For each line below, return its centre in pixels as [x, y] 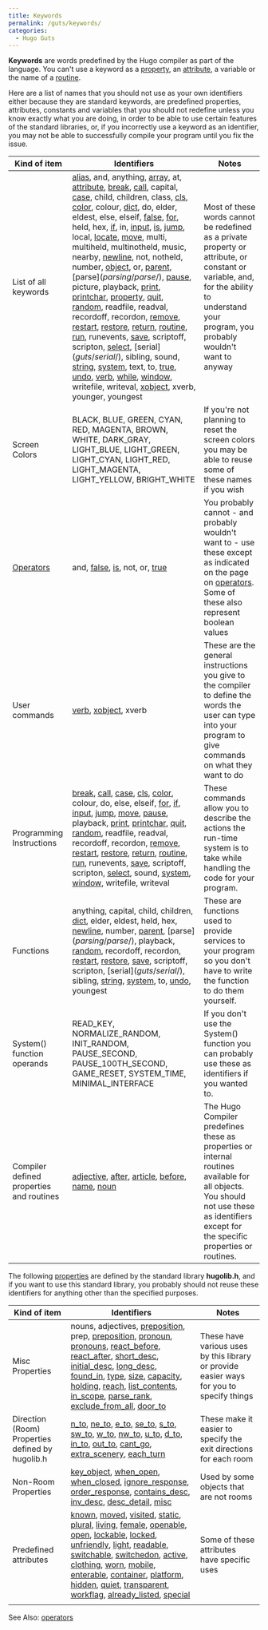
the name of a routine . [45, 77]
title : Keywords [35, 16]
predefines [224, 1127]
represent [222, 613]
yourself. [220, 1001]
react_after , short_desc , [115, 1356]
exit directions [227, 1449]
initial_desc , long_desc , [114, 1366]
